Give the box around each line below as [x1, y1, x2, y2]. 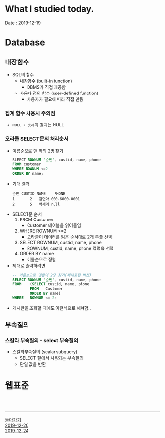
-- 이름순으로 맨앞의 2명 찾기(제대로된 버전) [12, 273, 92, 278]
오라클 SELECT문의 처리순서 [5, 135, 69, 142]
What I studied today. [5, 3, 94, 15]
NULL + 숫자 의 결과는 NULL [12, 122, 64, 128]
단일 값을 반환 [19, 361, 46, 367]
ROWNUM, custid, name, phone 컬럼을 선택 [27, 245, 114, 251]
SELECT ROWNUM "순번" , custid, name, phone [12, 277, 101, 282]
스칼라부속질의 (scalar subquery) [12, 348, 78, 355]
